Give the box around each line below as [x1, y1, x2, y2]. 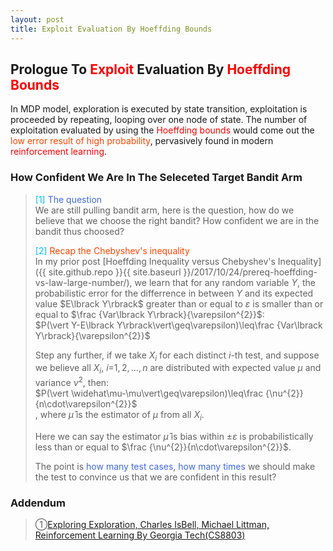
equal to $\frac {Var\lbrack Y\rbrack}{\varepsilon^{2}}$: [34, 308, 265, 320]
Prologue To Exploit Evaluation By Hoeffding [10, 61, 292, 78]
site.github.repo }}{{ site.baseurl [48, 266, 182, 278]
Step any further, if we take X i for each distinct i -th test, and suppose [34, 349, 320, 363]
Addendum [10, 496, 66, 510]
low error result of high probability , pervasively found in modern [10, 135, 274, 147]
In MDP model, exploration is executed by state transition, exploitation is [10, 103, 308, 115]
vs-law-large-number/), [34, 276, 133, 288]
